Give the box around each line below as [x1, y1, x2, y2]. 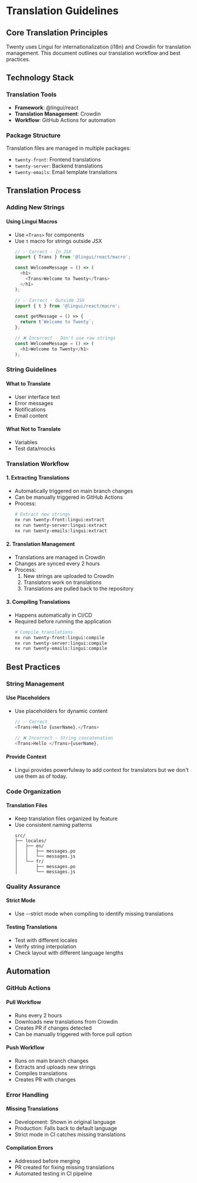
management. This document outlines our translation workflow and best [6, 50, 181, 57]
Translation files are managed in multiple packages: [6, 144, 131, 152]
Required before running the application [14, 617, 112, 625]
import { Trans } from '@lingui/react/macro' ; [14, 254, 131, 260]
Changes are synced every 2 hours [14, 560, 100, 567]
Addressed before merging [14, 1158, 81, 1165]
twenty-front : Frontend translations [14, 156, 101, 163]
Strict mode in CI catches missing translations [14, 1131, 126, 1138]
